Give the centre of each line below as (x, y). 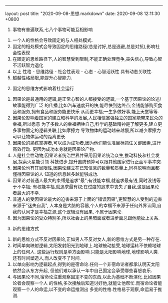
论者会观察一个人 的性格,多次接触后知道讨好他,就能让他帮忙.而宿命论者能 (87, 283)
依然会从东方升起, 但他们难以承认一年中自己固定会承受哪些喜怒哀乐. (82, 270)
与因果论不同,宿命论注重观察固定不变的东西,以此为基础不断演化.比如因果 (86, 277)
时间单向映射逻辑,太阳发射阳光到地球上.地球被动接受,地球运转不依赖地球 (86, 245)
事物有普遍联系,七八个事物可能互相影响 (52, 30)
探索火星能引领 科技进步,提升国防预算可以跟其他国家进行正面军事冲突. (90, 162)
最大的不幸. (28, 193)
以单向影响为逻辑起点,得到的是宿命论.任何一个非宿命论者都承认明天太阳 (86, 264)
